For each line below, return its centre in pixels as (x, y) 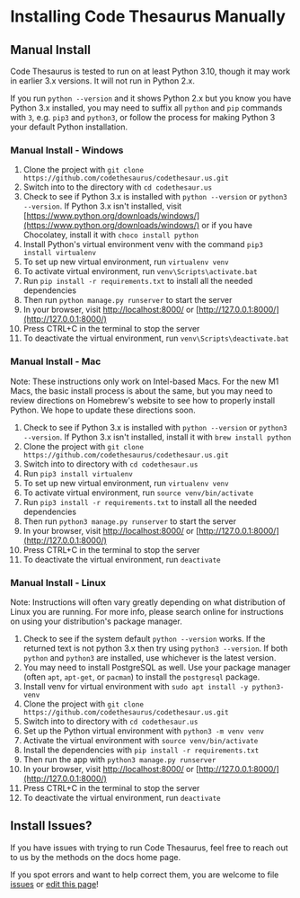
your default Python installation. (69, 127)
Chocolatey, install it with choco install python (110, 235)
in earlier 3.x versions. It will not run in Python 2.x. (103, 81)
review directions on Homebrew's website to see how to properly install (143, 400)
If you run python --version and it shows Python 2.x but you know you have (151, 98)
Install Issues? (51, 826)
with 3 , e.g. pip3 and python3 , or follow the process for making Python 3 (143, 117)
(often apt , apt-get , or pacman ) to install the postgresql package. (141, 677)
